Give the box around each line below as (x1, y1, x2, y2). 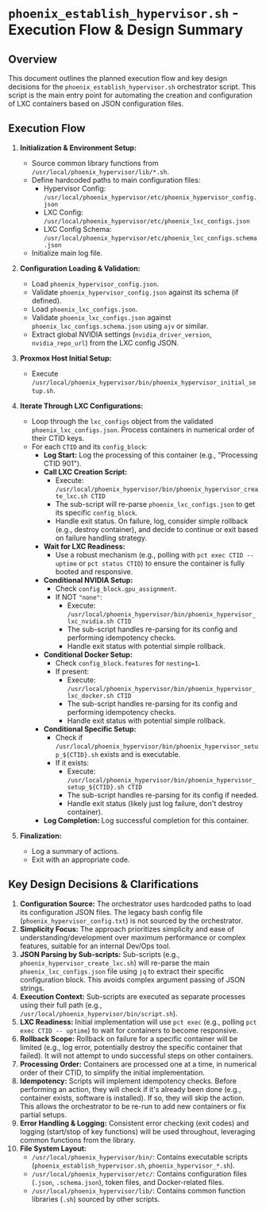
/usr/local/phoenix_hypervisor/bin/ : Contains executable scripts (31, 1152, 249, 1161)
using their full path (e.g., (19, 1000, 102, 1009)
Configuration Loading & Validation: (19, 263, 141, 273)
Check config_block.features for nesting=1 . (55, 658, 201, 667)
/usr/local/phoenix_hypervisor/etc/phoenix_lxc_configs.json (43, 217, 250, 226)
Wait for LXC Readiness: (43, 541, 125, 551)
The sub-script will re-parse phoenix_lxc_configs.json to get (55, 499, 256, 508)
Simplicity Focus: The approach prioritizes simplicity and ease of (19, 924, 234, 933)
